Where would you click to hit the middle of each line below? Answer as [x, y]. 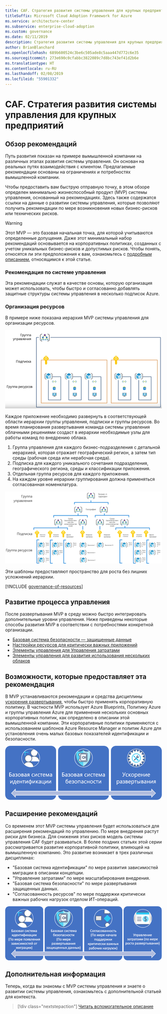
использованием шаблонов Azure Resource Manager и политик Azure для [83, 728]
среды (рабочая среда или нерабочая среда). [61, 458]
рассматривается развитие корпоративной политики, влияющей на [78, 847]
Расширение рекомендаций [51, 814]
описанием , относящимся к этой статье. [48, 259]
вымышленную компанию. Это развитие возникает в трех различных [79, 852]
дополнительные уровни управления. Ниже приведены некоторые [76, 619]
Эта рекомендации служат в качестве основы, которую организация [79, 283]
